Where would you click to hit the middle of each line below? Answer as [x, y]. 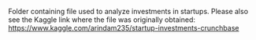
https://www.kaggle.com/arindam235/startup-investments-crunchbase [124, 28]
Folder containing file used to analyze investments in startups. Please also [128, 11]
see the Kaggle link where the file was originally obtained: [102, 20]
